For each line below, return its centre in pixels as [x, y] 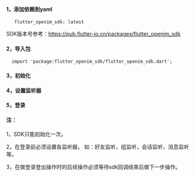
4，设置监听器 [24, 90]
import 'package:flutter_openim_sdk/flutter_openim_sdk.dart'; [92, 62]
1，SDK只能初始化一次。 [36, 134]
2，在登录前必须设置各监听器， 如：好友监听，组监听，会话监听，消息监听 [98, 147]
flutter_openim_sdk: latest [49, 22]
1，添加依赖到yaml [29, 9]
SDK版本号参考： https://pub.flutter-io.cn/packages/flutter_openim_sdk [93, 34]
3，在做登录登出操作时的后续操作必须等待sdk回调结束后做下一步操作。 [94, 167]
